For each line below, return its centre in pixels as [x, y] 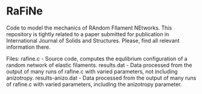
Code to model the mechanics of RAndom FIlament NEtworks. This [89, 28]
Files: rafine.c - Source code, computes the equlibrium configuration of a [97, 58]
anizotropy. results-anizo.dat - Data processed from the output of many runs [101, 78]
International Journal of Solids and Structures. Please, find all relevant [93, 40]
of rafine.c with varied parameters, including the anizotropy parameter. [94, 84]
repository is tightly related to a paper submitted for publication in [88, 34]
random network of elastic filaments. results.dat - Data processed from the [99, 65]
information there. [29, 47]
